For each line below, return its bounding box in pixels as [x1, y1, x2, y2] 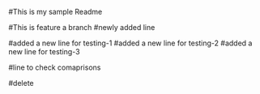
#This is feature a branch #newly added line [8, 23, 156, 32]
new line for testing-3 [8, 47, 80, 56]
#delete [8, 79, 34, 88]
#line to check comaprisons [8, 62, 101, 72]
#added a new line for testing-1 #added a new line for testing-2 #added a [8, 38, 253, 48]
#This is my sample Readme [8, 7, 103, 16]
